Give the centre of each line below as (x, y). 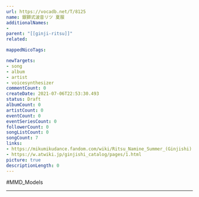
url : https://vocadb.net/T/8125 (46, 12)
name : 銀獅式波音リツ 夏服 (36, 17)
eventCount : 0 (24, 116)
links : (14, 144)
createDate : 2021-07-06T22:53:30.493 (53, 94)
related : (17, 39)
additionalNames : (28, 23)
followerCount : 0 (28, 127)
